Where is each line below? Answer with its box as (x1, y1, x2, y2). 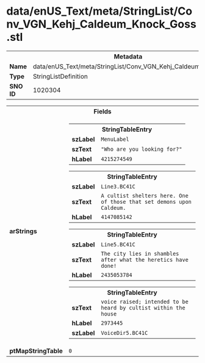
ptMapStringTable (9, 347, 63, 355)
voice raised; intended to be (100, 298, 189, 305)
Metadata (113, 52, 143, 60)
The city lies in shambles (100, 250, 179, 257)
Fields (93, 107, 112, 115)
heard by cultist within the (100, 304, 185, 311)
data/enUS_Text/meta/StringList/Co (6, 4, 193, 18)
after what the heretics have (100, 256, 189, 263)
